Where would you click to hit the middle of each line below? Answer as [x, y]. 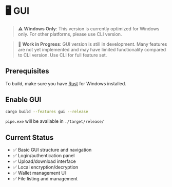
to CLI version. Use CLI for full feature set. [62, 55]
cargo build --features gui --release [47, 111]
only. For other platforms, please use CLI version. [70, 34]
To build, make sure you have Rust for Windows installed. [66, 83]
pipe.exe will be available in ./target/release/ [55, 121]
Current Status [30, 137]
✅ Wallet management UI [39, 173]
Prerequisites [27, 71]
